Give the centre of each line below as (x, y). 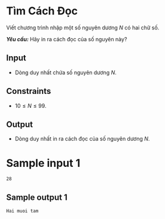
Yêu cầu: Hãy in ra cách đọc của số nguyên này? (67, 39)
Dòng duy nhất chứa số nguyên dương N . (65, 72)
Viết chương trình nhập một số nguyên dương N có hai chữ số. (83, 28)
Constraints (29, 91)
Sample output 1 (37, 197)
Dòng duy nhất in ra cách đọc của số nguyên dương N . (82, 139)
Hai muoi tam (22, 211)
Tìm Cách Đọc (42, 11)
